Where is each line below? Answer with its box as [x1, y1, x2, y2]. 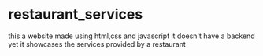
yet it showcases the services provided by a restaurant [8, 39, 187, 48]
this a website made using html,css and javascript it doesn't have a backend [8, 31, 255, 40]
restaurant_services [8, 5, 143, 23]
